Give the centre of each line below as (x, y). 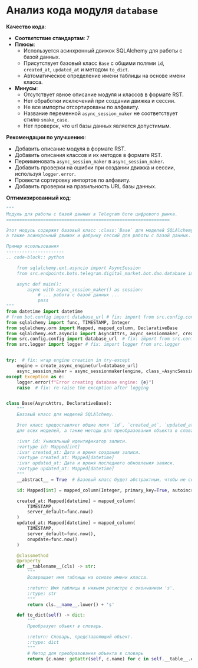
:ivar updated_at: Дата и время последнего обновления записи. (96, 463)
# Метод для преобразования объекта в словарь (85, 653)
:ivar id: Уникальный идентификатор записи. (72, 441)
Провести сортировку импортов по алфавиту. (72, 180)
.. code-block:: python (35, 257)
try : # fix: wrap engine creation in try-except (68, 361)
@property (29, 561)
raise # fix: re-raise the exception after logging (83, 388)
